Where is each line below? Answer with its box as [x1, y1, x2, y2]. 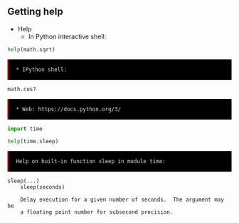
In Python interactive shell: [28, 32, 107, 41]
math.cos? [7, 85, 37, 93]
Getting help [7, 6, 63, 18]
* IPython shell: [16, 66, 68, 73]
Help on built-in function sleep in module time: [16, 158, 166, 165]
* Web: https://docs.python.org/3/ [16, 105, 122, 113]
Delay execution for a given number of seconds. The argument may [20, 196, 224, 204]
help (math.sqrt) [7, 46, 55, 53]
